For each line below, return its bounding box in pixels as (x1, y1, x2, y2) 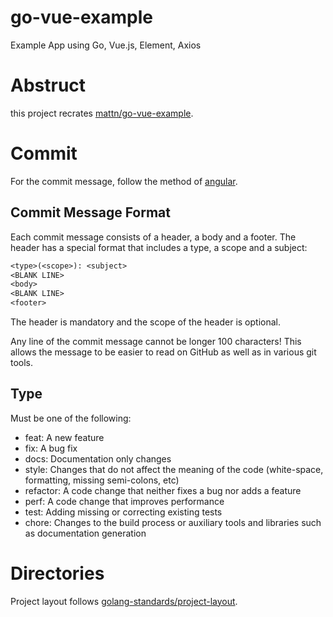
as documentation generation (24, 527, 147, 539)
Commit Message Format (10, 204, 171, 221)
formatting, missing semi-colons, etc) (24, 474, 180, 486)
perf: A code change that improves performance (24, 495, 225, 507)
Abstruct (10, 74, 87, 97)
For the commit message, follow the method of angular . (10, 175, 238, 187)
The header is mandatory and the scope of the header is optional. (10, 316, 281, 328)
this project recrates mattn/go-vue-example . (10, 107, 194, 119)
